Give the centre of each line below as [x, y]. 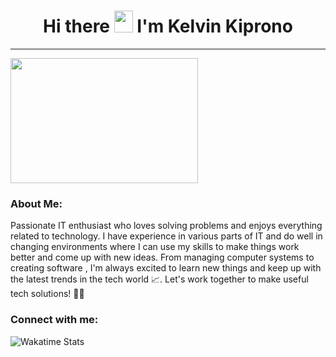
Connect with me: [54, 320]
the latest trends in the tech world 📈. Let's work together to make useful [159, 279]
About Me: [36, 203]
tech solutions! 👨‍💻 [47, 294]
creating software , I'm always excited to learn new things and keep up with [166, 268]
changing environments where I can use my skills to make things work [155, 247]
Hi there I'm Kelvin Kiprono [168, 26]
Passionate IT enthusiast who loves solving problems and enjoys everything [166, 226]
